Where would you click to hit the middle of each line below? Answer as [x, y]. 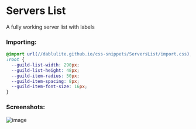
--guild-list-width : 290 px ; [46, 65]
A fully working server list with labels [50, 27]
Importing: [21, 42]
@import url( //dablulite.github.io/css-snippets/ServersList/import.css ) [98, 54]
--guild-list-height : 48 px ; [46, 70]
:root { [16, 60]
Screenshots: [26, 107]
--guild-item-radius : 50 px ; [46, 76]
